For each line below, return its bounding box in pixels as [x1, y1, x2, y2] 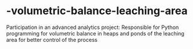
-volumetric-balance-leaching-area [6, 4, 188, 18]
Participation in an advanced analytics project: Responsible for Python [6, 24, 179, 31]
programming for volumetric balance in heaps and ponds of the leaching [6, 30, 185, 37]
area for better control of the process [6, 36, 97, 43]
